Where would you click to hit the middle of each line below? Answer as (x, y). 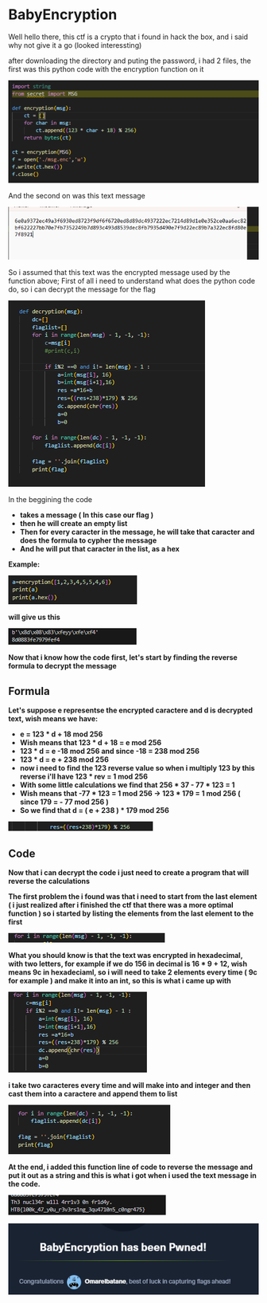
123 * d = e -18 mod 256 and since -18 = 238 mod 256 (110, 752)
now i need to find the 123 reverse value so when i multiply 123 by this (137, 768)
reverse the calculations (49, 881)
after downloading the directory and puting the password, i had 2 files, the (130, 61)
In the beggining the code (50, 500)
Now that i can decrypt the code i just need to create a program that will (128, 872)
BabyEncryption (63, 15)
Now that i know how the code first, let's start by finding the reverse (123, 657)
